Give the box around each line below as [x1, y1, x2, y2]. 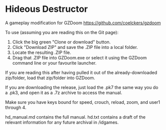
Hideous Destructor [5, 3, 88, 15]
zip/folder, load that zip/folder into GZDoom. [5, 75, 96, 81]
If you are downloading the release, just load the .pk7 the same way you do [5, 84, 159, 90]
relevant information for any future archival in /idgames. [5, 119, 119, 125]
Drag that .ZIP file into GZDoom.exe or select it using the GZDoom [12, 54, 147, 60]
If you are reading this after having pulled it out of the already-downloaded [5, 69, 158, 75]
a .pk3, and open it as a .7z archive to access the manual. [5, 89, 122, 95]
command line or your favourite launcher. [12, 60, 97, 66]
